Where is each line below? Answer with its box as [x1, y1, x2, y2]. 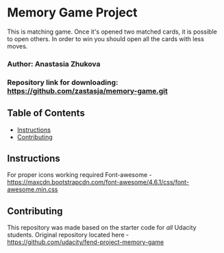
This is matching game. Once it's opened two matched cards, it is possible [7, 27, 217, 36]
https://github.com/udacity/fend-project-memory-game [7, 238, 164, 246]
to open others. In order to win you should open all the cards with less [7, 34, 204, 43]
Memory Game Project [7, 5, 138, 21]
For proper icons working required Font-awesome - [7, 171, 152, 179]
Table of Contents [7, 108, 86, 119]
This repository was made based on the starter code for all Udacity [7, 224, 197, 232]
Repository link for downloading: [7, 77, 119, 87]
